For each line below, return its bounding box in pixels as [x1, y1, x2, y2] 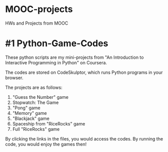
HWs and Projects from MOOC [5, 20, 69, 26]
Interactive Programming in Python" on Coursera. [5, 59, 107, 66]
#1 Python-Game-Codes [5, 38, 109, 49]
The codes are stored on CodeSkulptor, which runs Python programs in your [5, 69, 163, 75]
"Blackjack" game [12, 115, 50, 121]
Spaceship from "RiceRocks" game [12, 120, 85, 126]
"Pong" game [12, 104, 41, 111]
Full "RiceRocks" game [12, 126, 60, 132]
